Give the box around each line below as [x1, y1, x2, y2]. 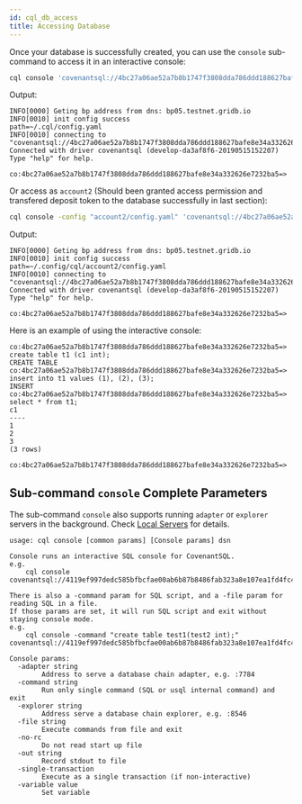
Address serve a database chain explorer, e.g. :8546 [41, 709, 247, 718]
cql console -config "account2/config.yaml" [9, 212, 179, 221]
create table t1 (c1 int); [9, 350, 111, 360]
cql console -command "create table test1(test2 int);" [25, 631, 240, 640]
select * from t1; [9, 398, 78, 407]
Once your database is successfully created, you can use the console [9, 46, 267, 57]
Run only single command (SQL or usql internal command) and [41, 686, 276, 695]
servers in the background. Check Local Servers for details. [9, 519, 230, 529]
